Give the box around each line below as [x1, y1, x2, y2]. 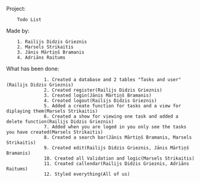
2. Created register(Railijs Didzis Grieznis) [44, 87, 163, 93]
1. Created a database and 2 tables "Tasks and [44, 77, 165, 83]
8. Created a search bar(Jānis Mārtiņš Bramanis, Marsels [44, 134, 192, 140]
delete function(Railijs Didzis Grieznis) [6, 119, 114, 125]
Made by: [6, 27, 30, 34]
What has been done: [6, 65, 59, 72]
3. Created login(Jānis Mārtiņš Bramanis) [44, 92, 152, 98]
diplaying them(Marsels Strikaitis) [6, 108, 98, 114]
